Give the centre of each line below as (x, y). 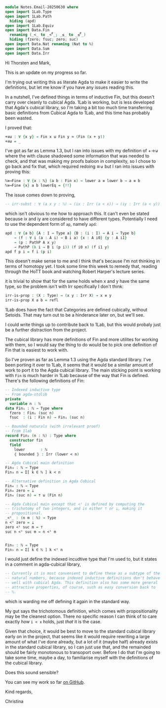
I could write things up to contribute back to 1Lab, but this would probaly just (83, 324)
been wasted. (19, 118)
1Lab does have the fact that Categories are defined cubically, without (76, 310)
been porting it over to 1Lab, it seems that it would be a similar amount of (79, 365)
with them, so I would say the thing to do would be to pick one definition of (81, 345)
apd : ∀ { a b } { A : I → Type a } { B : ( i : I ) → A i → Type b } (70, 233)
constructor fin (26, 440)
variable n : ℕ (25, 404)
